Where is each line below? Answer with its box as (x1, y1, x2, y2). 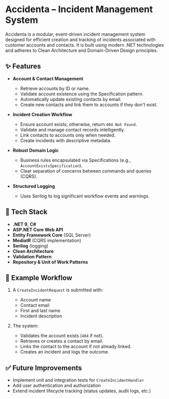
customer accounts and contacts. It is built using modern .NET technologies (5, 42, 164, 48)
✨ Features (5, 62, 41, 71)
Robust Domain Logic (12, 147, 59, 153)
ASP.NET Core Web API (12, 226, 63, 232)
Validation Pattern (12, 253, 52, 259)
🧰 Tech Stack (5, 208, 48, 216)
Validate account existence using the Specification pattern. (20, 90, 144, 97)
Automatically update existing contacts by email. (20, 96, 122, 102)
